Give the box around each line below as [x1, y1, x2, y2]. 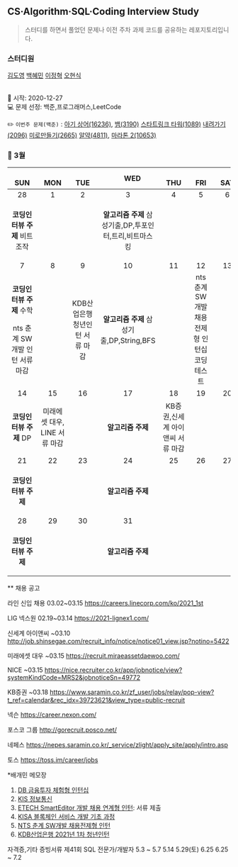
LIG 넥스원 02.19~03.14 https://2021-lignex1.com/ [7, 614, 149, 622]
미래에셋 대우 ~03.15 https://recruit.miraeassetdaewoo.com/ [7, 651, 181, 660]
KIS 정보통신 [17, 795, 53, 803]
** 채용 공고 [7, 584, 40, 593]
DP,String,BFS [108, 336, 156, 346]
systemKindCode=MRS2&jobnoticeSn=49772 [7, 673, 140, 682]
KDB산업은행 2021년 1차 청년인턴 [17, 830, 110, 839]
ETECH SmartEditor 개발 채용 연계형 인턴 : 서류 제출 [17, 804, 161, 812]
